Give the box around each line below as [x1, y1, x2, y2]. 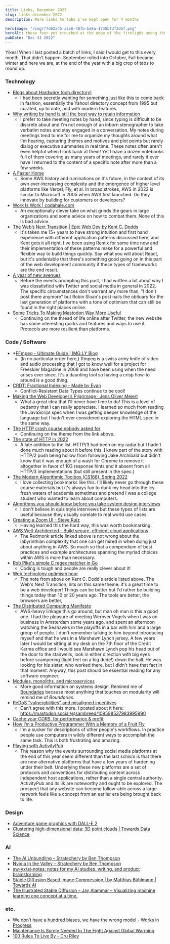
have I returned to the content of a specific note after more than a [20, 159, 157, 165]
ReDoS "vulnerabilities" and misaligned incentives [12, 699, 117, 706]
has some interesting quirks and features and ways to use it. [20, 321, 146, 327]
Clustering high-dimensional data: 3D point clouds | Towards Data [12, 826, 150, 832]
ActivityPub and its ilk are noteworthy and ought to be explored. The [20, 780, 162, 786]
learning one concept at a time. [12, 893, 78, 899]
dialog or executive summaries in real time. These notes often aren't [20, 143, 162, 149]
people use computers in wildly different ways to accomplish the [20, 732, 155, 738]
